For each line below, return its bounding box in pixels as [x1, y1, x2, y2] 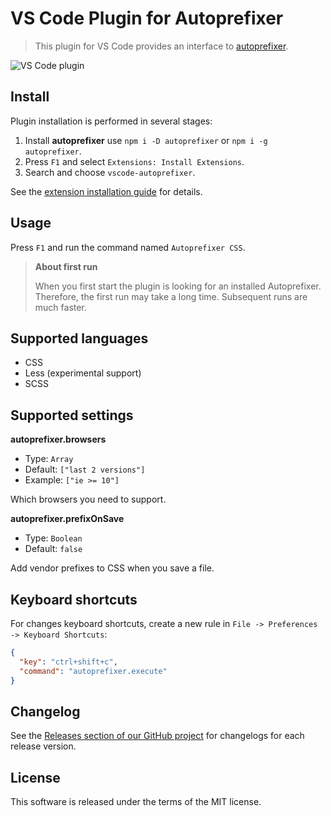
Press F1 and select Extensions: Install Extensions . [24, 155, 245, 167]
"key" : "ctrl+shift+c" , [19, 657, 118, 667]
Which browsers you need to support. [10, 493, 167, 506]
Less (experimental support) [24, 367, 142, 379]
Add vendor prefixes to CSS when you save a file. [10, 562, 215, 574]
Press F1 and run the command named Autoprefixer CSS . [10, 241, 246, 253]
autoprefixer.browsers [10, 433, 107, 446]
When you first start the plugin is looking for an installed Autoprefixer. [34, 280, 322, 292]
